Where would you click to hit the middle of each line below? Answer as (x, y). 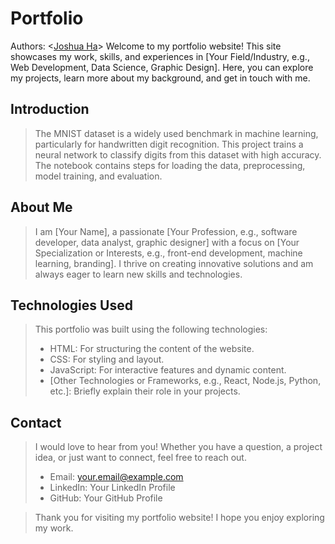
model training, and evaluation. (98, 176)
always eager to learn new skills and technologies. (138, 274)
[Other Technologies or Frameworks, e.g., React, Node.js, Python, (185, 381)
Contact (36, 422)
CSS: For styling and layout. (107, 359)
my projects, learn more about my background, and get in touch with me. (160, 78)
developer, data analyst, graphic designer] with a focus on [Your (167, 242)
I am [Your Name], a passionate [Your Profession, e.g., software (166, 231)
